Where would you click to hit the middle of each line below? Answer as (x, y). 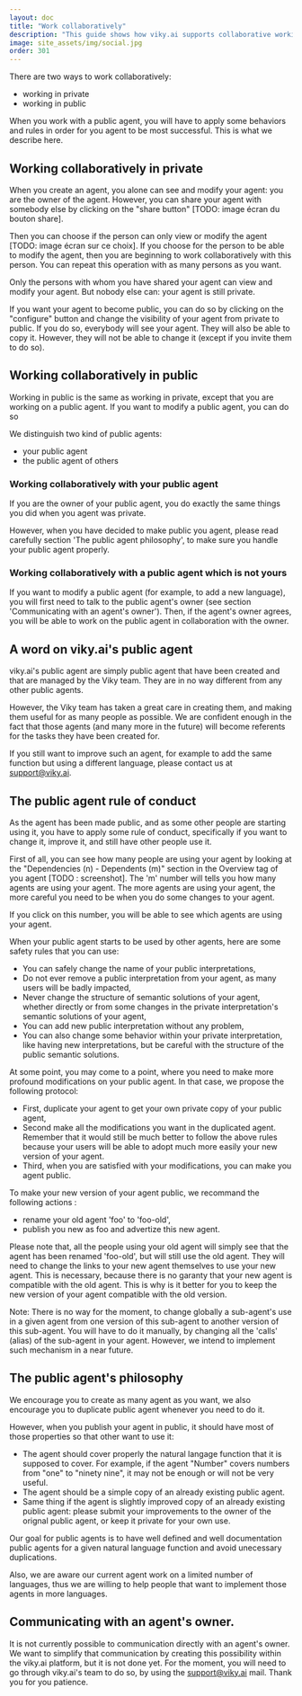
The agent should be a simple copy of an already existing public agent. (154, 1492)
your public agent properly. (59, 550)
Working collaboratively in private (107, 169)
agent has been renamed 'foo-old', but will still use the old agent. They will (147, 1256)
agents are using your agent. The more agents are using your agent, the (142, 887)
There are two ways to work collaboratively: (90, 76)
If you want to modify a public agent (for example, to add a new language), (147, 592)
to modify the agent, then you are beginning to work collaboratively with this (151, 255)
